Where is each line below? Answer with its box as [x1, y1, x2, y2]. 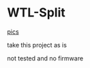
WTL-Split [7, 5, 66, 21]
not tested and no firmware [7, 54, 84, 63]
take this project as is [7, 41, 67, 49]
